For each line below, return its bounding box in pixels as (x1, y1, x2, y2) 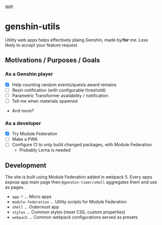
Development (5, 161, 47, 169)
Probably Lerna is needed (19, 147, 71, 153)
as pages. (5, 184, 25, 190)
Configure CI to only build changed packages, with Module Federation (12, 142, 152, 148)
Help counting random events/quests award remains (12, 82, 117, 88)
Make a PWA (12, 136, 38, 142)
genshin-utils (5, 21, 60, 32)
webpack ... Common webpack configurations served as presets (12, 214, 138, 220)
